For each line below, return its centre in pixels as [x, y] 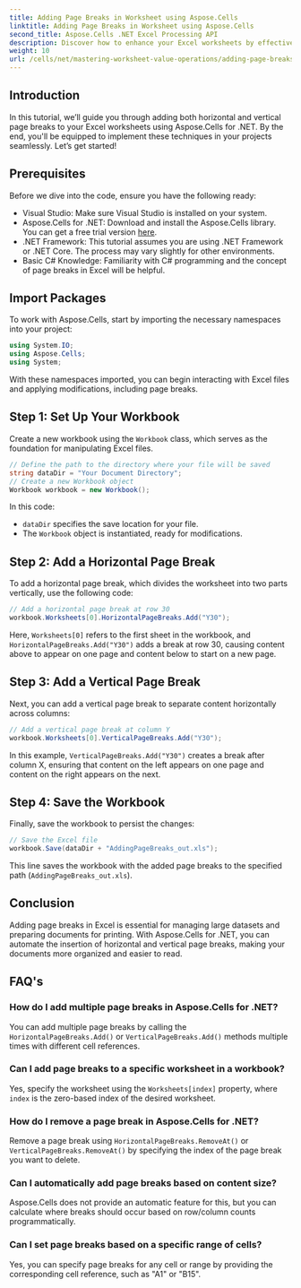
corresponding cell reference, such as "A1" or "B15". [105, 1274]
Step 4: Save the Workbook [87, 802]
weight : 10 [30, 51]
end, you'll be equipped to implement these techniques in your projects [141, 136]
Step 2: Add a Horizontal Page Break [112, 562]
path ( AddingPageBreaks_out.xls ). [71, 876]
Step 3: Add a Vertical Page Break [105, 682]
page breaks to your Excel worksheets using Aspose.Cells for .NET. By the [146, 126]
